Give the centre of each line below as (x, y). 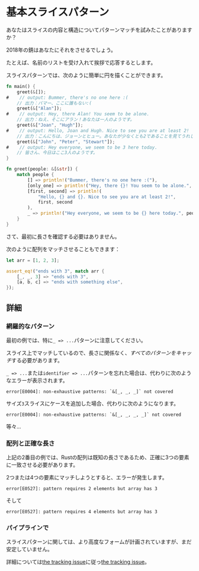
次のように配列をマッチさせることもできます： (63, 249)
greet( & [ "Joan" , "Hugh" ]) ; (50, 126)
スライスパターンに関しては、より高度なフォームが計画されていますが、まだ (99, 542)
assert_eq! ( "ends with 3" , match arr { (55, 271)
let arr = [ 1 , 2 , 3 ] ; (33, 260)
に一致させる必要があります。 (42, 465)
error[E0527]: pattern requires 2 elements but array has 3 (82, 489)
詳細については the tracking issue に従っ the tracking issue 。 (78, 562)
